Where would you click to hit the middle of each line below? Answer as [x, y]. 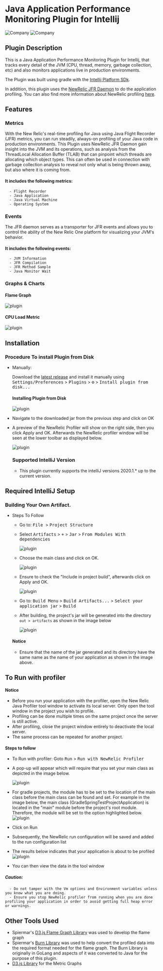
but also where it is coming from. [38, 170]
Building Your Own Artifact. [38, 505]
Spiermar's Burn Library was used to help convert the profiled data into [83, 943]
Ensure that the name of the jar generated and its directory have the [87, 652]
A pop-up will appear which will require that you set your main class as [83, 768]
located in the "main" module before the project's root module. [75, 808]
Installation [22, 343]
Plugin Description [34, 48]
